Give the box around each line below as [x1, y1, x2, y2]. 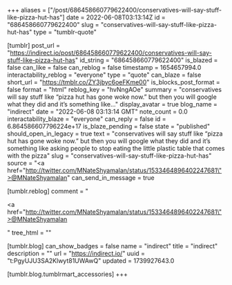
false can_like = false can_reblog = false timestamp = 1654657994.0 [7, 64, 202, 71]
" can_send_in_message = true [66, 174, 155, 182]
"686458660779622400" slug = [7, 21, 99, 28]
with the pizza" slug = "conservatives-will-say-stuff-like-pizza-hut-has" [7, 151, 212, 160]
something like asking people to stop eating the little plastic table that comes [7, 145, 225, 152]
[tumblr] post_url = [7, 42, 61, 49]
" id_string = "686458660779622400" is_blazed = [75, 56, 218, 64]
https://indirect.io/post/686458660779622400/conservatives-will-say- [10, 48, 213, 57]
